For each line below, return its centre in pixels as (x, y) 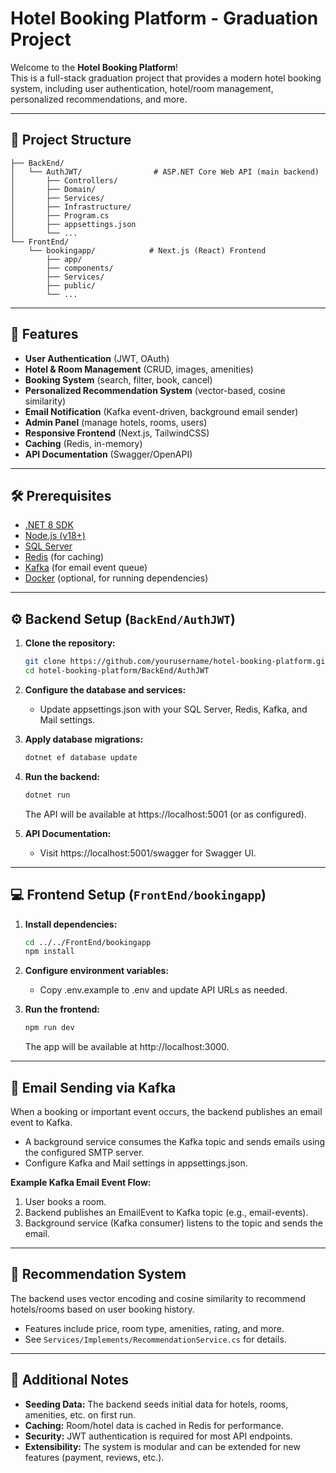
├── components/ (80, 268)
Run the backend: (62, 776)
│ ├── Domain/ (53, 189)
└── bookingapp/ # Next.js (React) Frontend (147, 250)
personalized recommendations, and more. (99, 99)
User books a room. (65, 1201)
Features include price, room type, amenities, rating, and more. (154, 1328)
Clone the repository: (70, 643)
